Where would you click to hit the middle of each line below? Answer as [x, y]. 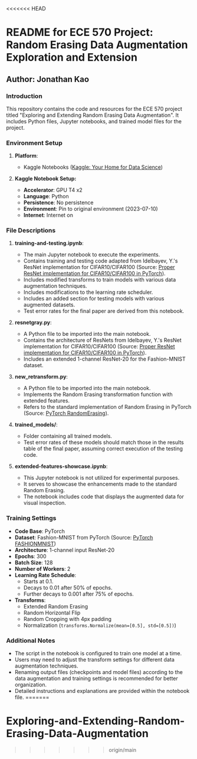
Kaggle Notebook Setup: [45, 179]
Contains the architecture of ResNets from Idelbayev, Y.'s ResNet [102, 340]
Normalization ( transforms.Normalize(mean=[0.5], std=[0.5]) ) [100, 625]
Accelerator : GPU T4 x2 [53, 190]
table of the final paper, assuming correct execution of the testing [103, 449]
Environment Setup [35, 143]
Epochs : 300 [30, 556]
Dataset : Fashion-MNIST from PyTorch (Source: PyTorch [84, 537]
